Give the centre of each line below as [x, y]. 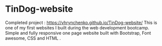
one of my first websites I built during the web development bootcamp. [77, 27]
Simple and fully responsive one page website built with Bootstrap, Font [78, 33]
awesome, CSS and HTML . [33, 38]
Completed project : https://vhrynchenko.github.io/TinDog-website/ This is [81, 23]
